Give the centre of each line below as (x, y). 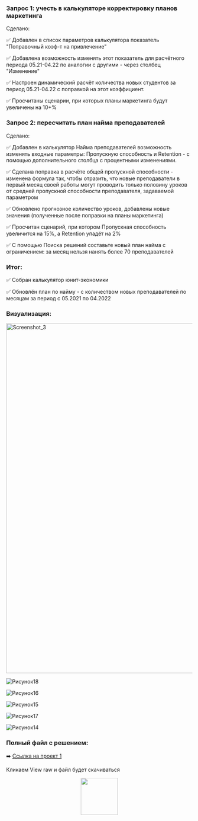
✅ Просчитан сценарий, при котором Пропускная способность (86, 227)
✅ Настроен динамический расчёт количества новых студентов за (91, 83)
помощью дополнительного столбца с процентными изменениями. (92, 160)
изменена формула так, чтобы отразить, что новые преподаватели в (93, 178)
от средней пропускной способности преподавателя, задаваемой (90, 191)
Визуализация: (29, 313)
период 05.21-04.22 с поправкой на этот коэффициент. (75, 89)
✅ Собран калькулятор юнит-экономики (57, 280)
